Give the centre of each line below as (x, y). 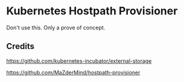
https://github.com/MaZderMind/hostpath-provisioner (73, 72)
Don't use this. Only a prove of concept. (56, 28)
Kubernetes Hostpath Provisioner (92, 11)
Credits (21, 46)
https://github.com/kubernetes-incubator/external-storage (79, 60)
